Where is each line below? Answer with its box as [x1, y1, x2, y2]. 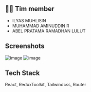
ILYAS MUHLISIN [12, 17, 46, 23]
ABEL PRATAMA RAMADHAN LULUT [12, 28, 86, 34]
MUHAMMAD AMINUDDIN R [12, 23, 70, 29]
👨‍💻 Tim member [5, 5, 55, 13]
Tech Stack [5, 69, 40, 77]
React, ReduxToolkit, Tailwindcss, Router [5, 82, 87, 88]
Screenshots [5, 42, 45, 50]
